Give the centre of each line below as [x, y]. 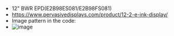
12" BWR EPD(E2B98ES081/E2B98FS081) [62, 8]
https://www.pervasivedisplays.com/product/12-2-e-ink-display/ [90, 15]
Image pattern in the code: [44, 21]
